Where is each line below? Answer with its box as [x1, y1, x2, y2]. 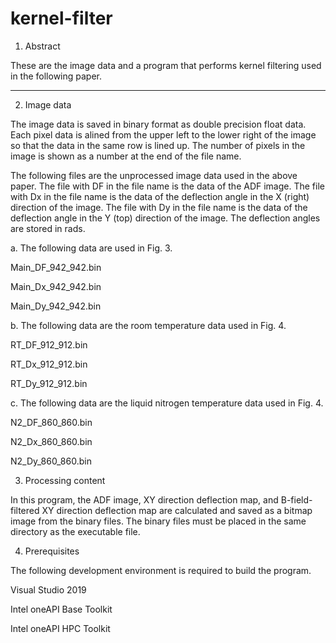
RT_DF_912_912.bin [10, 338, 88, 351]
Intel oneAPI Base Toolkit [10, 603, 113, 615]
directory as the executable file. [10, 525, 141, 537]
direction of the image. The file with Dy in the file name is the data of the [10, 201, 308, 213]
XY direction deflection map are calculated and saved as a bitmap [41, 504, 313, 516]
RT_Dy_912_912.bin [10, 377, 88, 389]
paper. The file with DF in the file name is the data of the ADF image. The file [10, 180, 325, 192]
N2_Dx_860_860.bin [10, 435, 93, 447]
